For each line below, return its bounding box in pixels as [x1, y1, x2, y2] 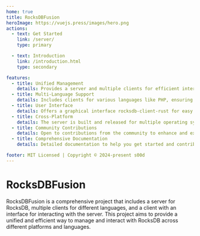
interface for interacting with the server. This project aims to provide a [6, 210, 178, 217]
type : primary [17, 42, 52, 48]
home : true [6, 8, 33, 15]
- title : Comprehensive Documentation [11, 136, 108, 142]
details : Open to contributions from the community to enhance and [17, 130, 187, 136]
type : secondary [17, 64, 58, 70]
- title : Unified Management [11, 80, 84, 87]
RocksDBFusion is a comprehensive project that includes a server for [6, 198, 176, 205]
